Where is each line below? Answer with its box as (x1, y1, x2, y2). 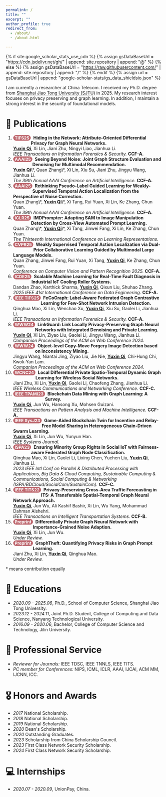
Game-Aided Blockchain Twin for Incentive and (43, 417, 144, 423)
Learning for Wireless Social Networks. (35, 374, 119, 380)
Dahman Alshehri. (12, 508, 50, 514)
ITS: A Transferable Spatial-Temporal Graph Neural (40, 492, 149, 498)
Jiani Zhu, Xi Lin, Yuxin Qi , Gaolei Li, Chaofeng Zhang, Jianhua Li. (12, 380, 148, 386)
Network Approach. (12, 497, 55, 503)
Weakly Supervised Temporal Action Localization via (35, 241, 148, 247)
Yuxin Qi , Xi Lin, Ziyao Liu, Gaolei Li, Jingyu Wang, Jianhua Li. (12, 332, 141, 338)
